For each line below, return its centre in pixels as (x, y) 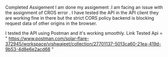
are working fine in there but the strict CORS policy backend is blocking (80, 18)
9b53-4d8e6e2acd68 (28, 49)
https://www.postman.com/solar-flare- (49, 38)
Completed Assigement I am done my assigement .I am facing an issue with (84, 7)
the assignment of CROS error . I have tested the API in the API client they (82, 13)
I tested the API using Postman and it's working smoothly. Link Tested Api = (84, 33)
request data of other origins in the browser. (51, 23)
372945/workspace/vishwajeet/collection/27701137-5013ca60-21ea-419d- (83, 44)
